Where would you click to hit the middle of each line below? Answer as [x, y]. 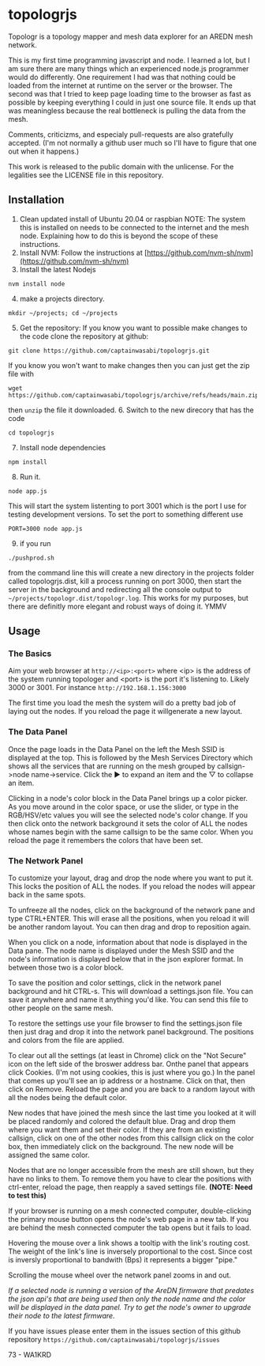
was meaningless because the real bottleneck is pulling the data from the [127, 110]
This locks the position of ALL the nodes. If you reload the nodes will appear [132, 886]
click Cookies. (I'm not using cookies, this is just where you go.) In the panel [132, 1072]
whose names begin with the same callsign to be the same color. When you [131, 832]
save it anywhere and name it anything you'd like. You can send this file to [128, 1000]
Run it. [30, 476]
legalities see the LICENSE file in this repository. [86, 175]
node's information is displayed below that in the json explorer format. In [126, 959]
